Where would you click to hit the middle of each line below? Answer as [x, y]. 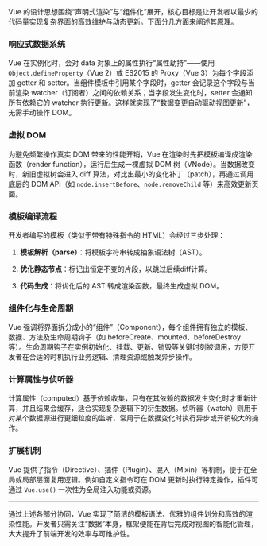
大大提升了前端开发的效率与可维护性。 [71, 533]
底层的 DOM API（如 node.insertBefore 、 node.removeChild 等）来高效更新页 [133, 184]
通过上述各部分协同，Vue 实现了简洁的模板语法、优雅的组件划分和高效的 [127, 513]
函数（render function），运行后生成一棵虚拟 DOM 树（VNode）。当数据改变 [132, 164]
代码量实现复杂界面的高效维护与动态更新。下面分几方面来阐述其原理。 [123, 21]
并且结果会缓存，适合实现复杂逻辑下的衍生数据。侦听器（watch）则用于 [140, 409]
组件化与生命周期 [41, 308]
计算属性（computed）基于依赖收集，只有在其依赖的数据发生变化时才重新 [129, 398]
